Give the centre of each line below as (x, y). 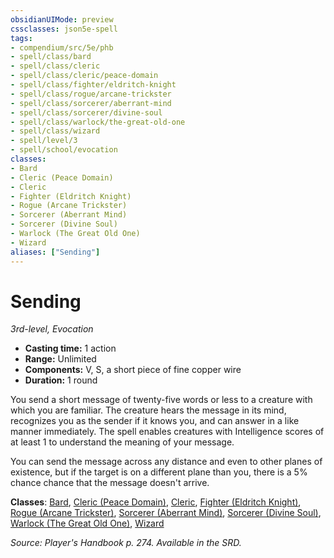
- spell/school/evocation (64, 150)
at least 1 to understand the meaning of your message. (122, 442)
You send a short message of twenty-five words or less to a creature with (161, 400)
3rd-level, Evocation (52, 329)
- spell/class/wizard (55, 131)
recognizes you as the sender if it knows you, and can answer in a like (155, 421)
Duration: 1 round (61, 380)
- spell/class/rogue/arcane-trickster (91, 94)
